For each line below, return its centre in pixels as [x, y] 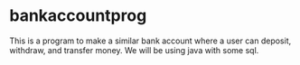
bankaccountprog [78, 16]
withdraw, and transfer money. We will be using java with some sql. [134, 50]
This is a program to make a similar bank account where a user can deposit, [150, 41]
